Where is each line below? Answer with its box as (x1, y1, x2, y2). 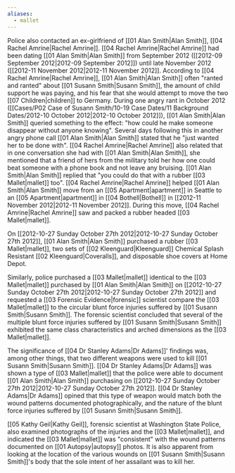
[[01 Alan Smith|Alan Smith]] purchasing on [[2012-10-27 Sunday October (7, 376, 220, 384)
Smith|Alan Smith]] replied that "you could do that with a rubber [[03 (7, 170, 206, 179)
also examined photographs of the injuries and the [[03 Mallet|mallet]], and (7, 427, 225, 436)
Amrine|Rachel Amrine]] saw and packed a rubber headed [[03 (7, 208, 190, 217)
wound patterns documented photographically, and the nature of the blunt (7, 398, 222, 407)
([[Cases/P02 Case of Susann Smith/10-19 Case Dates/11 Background (7, 103, 209, 112)
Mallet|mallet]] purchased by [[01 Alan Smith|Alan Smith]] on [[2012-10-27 (7, 280, 222, 289)
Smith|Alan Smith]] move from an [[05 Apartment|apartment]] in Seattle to (7, 186, 222, 194)
